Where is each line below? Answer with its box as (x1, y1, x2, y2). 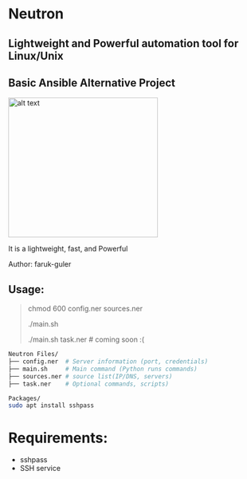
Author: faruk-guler (8, 259, 72, 269)
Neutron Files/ (8, 350, 59, 358)
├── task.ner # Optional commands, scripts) (8, 380, 170, 388)
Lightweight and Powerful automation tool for (8, 37, 239, 50)
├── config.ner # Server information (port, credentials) (8, 358, 209, 366)
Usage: (8, 283, 45, 296)
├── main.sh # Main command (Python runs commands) (8, 365, 198, 373)
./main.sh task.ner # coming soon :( (27, 335, 145, 344)
